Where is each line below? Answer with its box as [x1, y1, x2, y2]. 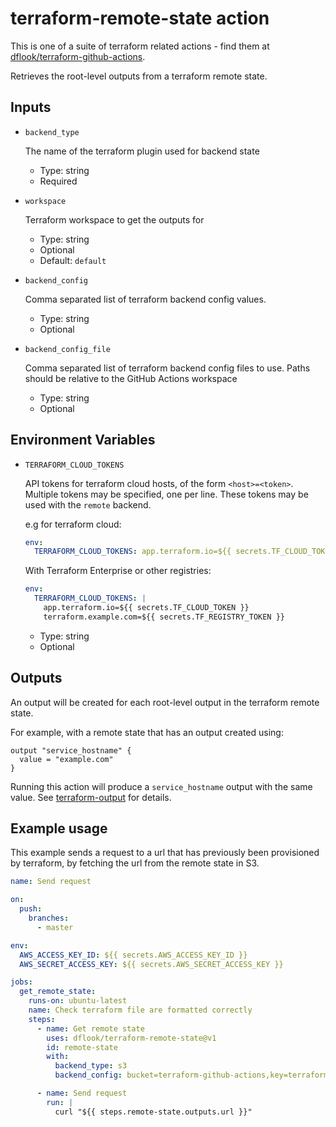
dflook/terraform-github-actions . [10, 50, 146, 62]
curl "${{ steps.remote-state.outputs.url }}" [54, 1107, 253, 1117]
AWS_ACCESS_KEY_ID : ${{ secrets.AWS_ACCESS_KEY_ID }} [19, 950, 248, 960]
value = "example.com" [19, 754, 114, 764]
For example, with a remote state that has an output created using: [10, 726, 284, 738]
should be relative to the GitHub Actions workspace [24, 372, 238, 384]
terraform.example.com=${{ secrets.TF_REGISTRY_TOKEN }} [43, 612, 286, 622]
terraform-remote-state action [10, 7, 270, 30]
